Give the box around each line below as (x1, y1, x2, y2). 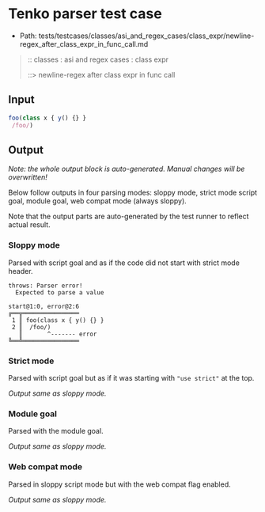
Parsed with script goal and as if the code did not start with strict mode (8, 258, 240, 267)
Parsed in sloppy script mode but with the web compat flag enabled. (8, 480, 231, 489)
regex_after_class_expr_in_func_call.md (19, 39, 149, 48)
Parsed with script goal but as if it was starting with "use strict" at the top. (8, 373, 255, 382)
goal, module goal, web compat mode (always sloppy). (8, 196, 187, 206)
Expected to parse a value (15, 288, 104, 297)
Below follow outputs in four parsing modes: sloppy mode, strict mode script (8, 188, 258, 198)
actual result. (8, 220, 51, 229)
